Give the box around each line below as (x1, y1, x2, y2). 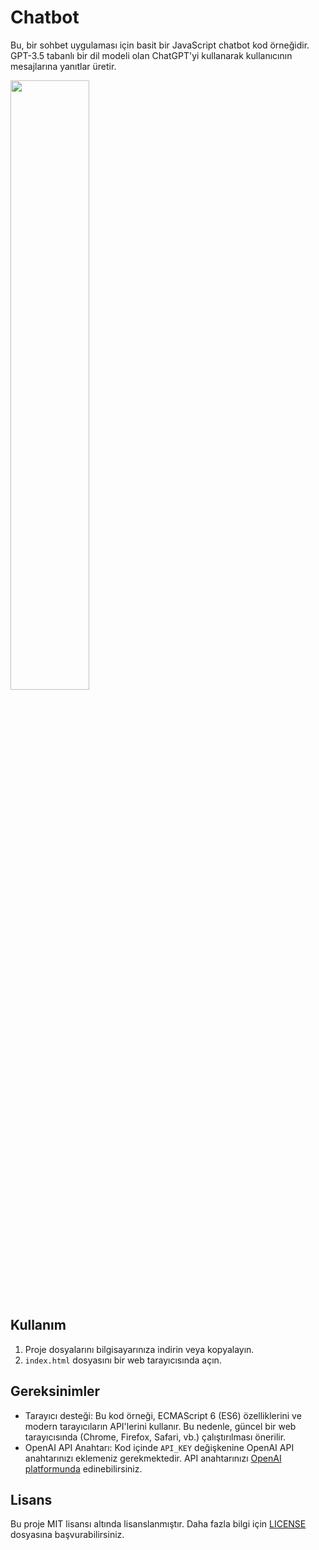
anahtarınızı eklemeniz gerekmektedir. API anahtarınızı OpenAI (24, 1452, 282, 1464)
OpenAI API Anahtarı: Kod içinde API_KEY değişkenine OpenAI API (24, 1441, 295, 1453)
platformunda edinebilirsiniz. (24, 1462, 143, 1475)
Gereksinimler (10, 1383, 101, 1400)
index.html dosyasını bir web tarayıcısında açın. (24, 1354, 222, 1366)
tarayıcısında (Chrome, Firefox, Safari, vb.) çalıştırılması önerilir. (24, 1431, 287, 1443)
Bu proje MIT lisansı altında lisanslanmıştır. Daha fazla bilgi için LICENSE (10, 1518, 307, 1530)
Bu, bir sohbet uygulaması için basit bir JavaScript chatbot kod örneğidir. (10, 39, 310, 51)
